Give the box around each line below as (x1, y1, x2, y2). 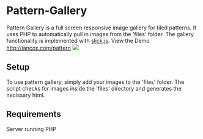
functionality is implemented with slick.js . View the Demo (6, 37, 150, 44)
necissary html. (6, 91, 45, 99)
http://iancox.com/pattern (6, 44, 72, 51)
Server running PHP (6, 125, 57, 132)
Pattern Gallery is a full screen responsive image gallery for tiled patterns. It (6, 24, 197, 31)
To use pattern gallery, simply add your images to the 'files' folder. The (6, 78, 185, 86)
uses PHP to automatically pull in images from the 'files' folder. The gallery (6, 30, 194, 37)
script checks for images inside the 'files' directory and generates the (6, 85, 182, 92)
